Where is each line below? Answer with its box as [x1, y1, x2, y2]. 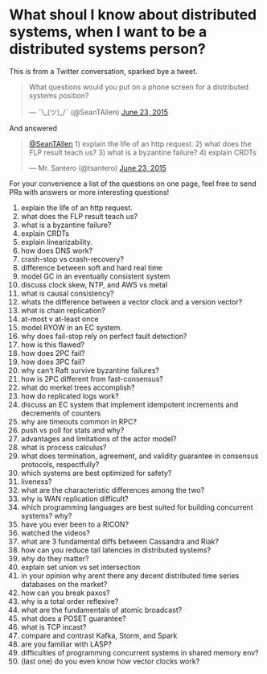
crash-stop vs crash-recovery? [20, 254, 124, 263]
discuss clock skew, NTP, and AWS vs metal [20, 279, 168, 289]
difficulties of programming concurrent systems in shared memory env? [20, 647, 259, 657]
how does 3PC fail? [20, 357, 85, 366]
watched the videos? [20, 527, 91, 537]
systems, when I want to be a [9, 23, 207, 41]
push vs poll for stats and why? [20, 425, 125, 435]
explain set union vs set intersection [20, 562, 141, 572]
